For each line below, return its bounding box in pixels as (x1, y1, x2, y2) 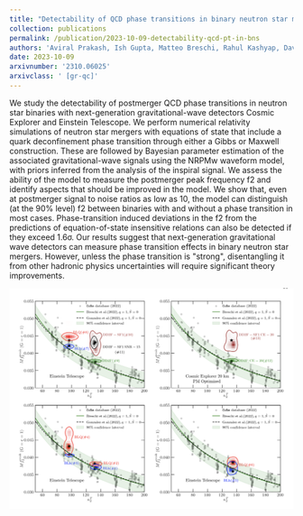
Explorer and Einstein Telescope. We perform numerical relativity (9, 116, 251, 127)
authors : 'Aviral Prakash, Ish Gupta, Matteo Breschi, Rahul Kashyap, (9, 43, 280, 52)
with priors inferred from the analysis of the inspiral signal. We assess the (9, 164, 282, 175)
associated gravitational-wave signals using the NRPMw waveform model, (9, 154, 285, 166)
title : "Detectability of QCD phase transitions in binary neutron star (9, 14, 289, 23)
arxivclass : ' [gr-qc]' (9, 72, 99, 81)
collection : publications (9, 23, 106, 33)
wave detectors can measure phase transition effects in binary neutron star (9, 241, 289, 252)
